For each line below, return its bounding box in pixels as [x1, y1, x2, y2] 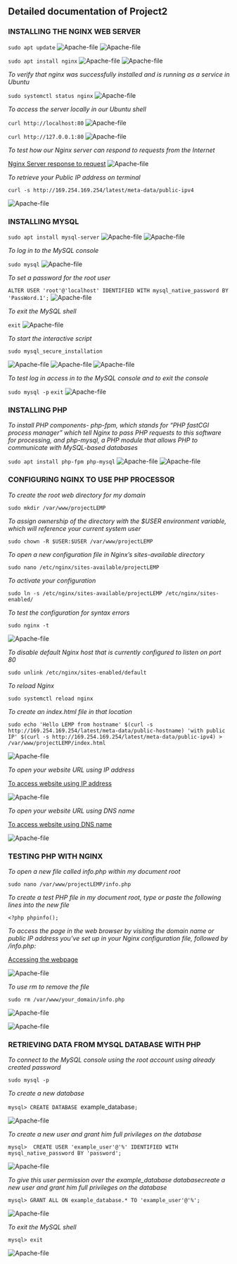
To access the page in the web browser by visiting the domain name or [8, 926, 214, 935]
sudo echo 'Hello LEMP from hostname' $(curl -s [8, 721, 153, 728]
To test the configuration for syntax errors [8, 608, 130, 617]
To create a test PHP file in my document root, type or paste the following [8, 893, 222, 901]
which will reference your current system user [8, 524, 141, 532]
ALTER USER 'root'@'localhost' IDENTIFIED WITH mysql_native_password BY [8, 287, 229, 294]
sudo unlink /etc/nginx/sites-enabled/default [8, 669, 147, 676]
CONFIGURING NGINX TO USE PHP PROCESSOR [8, 475, 175, 484]
